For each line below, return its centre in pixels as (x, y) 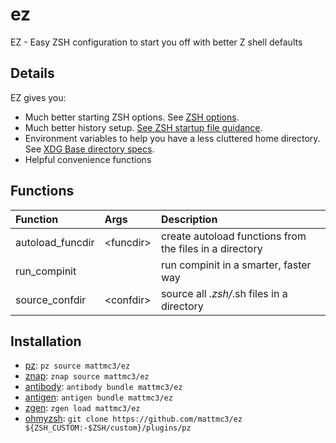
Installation (46, 341)
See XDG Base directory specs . (89, 149)
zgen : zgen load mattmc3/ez (82, 408)
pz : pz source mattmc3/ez (77, 365)
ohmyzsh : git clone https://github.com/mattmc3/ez (133, 419)
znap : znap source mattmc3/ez (87, 376)
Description (189, 219)
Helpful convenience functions (88, 159)
